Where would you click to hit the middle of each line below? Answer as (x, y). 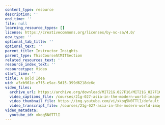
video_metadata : (22, 110)
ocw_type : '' (18, 37)
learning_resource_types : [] (35, 28)
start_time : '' (21, 74)
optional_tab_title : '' (29, 42)
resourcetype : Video (26, 69)
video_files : (18, 87)
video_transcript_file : (34, 106)
